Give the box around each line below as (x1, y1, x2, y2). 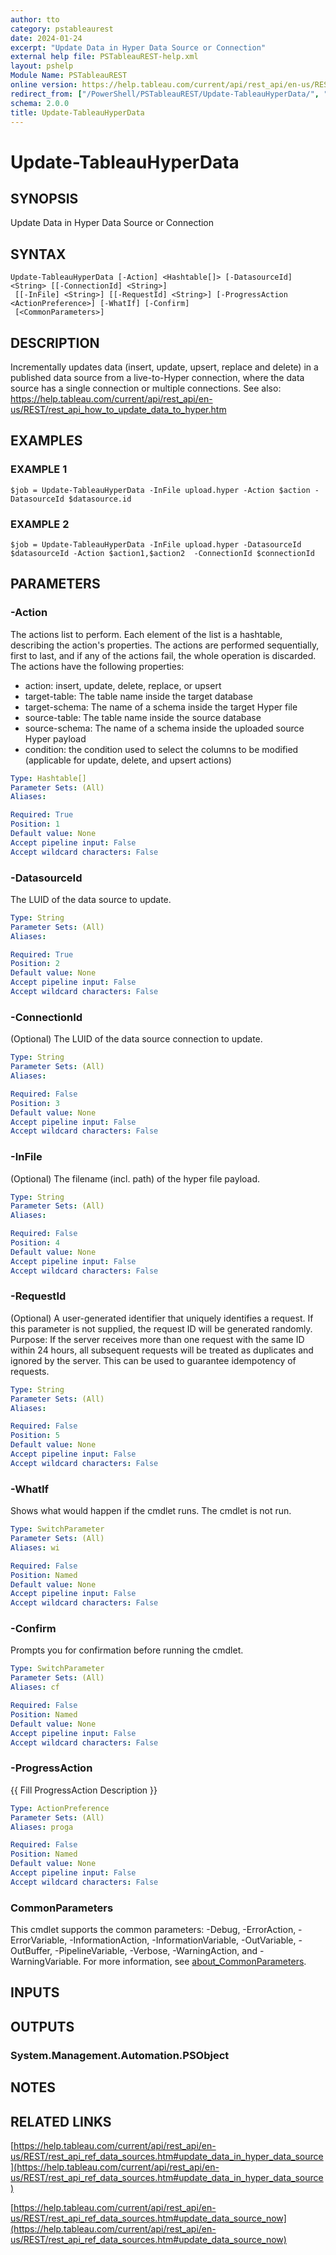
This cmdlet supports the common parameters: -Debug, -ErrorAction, (10, 1924, 297, 1936)
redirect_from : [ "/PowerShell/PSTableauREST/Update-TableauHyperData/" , (10, 89, 320, 99)
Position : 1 (10, 819, 60, 830)
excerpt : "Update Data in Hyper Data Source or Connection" (10, 42, 267, 53)
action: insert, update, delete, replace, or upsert (24, 679, 222, 691)
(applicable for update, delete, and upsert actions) (24, 754, 232, 766)
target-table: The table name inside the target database (24, 690, 253, 702)
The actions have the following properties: (10, 660, 185, 672)
